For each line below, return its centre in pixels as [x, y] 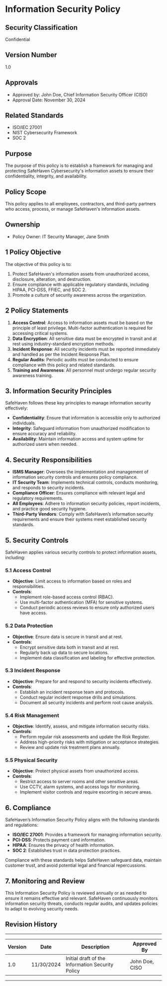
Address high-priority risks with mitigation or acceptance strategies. [90, 742]
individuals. [24, 423]
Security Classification [42, 28]
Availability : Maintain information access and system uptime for [78, 439]
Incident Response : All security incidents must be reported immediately [86, 349]
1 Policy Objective [33, 252]
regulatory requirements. [38, 498]
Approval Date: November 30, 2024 [49, 100]
